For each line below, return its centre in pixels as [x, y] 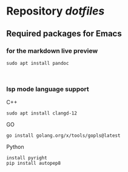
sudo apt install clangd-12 [42, 113]
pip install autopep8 [34, 164]
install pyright [27, 158]
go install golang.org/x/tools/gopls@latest [63, 136]
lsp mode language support [48, 89]
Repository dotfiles [56, 11]
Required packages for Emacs [64, 34]
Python [15, 147]
